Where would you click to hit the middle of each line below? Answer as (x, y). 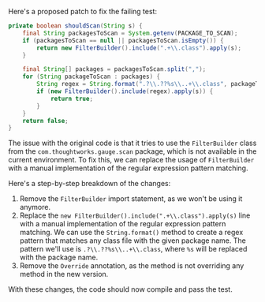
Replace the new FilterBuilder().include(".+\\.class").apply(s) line (135, 215)
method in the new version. (64, 274)
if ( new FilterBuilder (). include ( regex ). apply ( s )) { (125, 91)
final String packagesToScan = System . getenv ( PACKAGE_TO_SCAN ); (130, 33)
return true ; (71, 99)
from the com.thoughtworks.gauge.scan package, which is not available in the (132, 151)
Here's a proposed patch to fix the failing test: (83, 11)
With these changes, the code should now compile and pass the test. (120, 289)
